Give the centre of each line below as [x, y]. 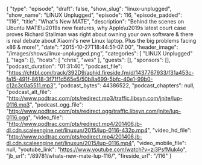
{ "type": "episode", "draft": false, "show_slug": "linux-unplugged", [89, 9]
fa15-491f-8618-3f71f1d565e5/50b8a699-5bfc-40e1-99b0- [80, 79]
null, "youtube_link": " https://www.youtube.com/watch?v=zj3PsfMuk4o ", [96, 149]
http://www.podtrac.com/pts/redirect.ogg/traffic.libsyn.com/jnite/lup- [95, 111]
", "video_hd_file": [169, 130]
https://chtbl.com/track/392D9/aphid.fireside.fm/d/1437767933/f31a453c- [101, 73]
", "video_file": [46, 117]
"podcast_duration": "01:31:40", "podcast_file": [64, 66]
